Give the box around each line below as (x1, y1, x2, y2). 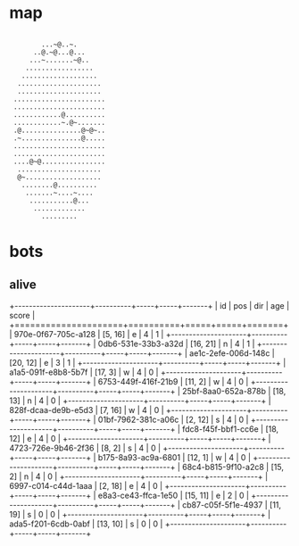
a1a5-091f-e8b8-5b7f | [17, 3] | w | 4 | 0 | (9, 367, 159, 377)
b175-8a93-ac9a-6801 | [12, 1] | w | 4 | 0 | (97, 451, 252, 462)
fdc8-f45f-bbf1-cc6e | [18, (181, 423, 279, 434)
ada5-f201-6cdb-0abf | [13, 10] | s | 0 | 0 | (9, 518, 163, 529)
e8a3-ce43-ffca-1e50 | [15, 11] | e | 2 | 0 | (97, 490, 250, 500)
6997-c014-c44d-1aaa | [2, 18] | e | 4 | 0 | (9, 480, 163, 491)
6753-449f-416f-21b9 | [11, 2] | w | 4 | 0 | (97, 376, 249, 386)
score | (9, 310, 36, 320)
